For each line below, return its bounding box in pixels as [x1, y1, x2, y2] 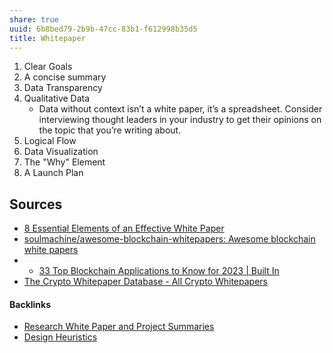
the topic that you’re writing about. [38, 124, 182, 136]
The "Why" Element [23, 156, 106, 168]
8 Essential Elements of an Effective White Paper [23, 222, 225, 235]
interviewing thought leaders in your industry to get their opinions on [38, 114, 322, 126]
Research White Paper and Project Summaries [23, 321, 215, 333]
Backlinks [9, 298, 52, 310]
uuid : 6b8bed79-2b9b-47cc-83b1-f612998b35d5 [9, 24, 198, 34]
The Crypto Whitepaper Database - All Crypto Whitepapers [23, 276, 268, 288]
